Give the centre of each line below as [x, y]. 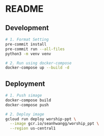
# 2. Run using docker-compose [38, 63]
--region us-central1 [33, 128]
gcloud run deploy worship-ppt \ [41, 119]
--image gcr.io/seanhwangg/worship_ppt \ [55, 124]
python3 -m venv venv [28, 54]
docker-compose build [28, 100]
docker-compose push [27, 105]
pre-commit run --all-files [35, 49]
